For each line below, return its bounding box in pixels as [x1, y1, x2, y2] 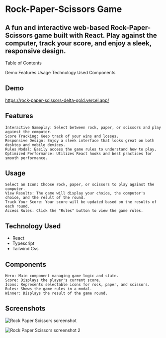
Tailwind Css [12, 246, 39, 252]
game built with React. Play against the [34, 31, 158, 39]
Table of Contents [5, 60, 42, 66]
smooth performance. [5, 156, 48, 161]
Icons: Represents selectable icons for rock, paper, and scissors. [5, 282, 150, 287]
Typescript [12, 240, 35, 246]
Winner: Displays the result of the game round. [5, 291, 108, 296]
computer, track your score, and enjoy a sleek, [5, 39, 152, 47]
